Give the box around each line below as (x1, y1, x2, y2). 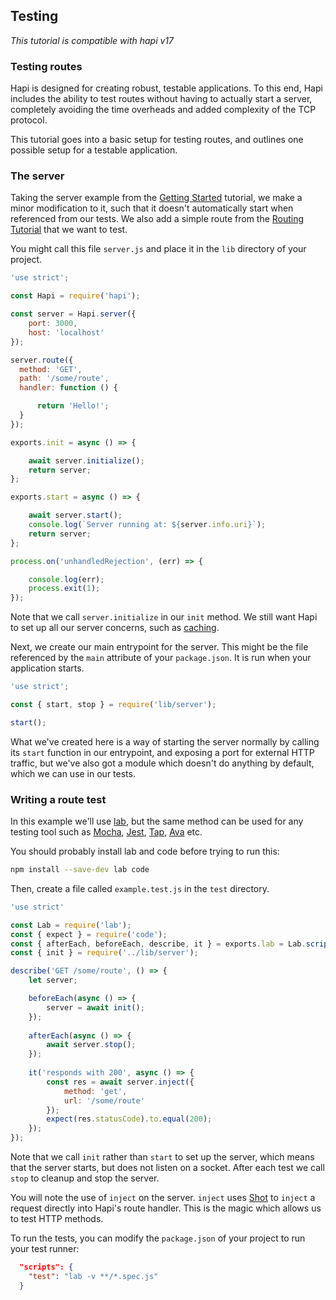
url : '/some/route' (63, 1095, 145, 1106)
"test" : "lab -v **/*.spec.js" (28, 1271, 159, 1281)
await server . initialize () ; (28, 455, 145, 466)
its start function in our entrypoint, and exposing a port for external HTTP (10, 746, 315, 758)
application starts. (10, 662, 85, 674)
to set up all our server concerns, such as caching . (10, 622, 220, 634)
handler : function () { (19, 383, 118, 393)
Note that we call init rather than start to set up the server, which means (10, 1151, 315, 1163)
